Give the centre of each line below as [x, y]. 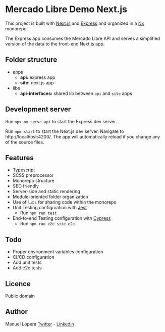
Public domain [20, 296]
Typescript [24, 170]
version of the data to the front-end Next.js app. [55, 43]
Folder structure [31, 60]
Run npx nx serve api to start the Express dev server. [61, 121]
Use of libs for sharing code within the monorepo [65, 202]
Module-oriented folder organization [50, 197]
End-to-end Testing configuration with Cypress [62, 218]
